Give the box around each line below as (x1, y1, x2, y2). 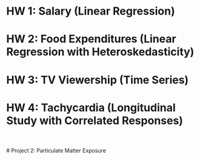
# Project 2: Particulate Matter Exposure (6, 147, 106, 154)
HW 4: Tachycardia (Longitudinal (6, 100, 176, 114)
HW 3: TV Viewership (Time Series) (6, 73, 189, 86)
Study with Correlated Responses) (6, 114, 184, 127)
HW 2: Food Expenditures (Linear (6, 32, 177, 46)
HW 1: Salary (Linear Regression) (6, 4, 175, 18)
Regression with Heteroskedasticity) (6, 45, 195, 59)
